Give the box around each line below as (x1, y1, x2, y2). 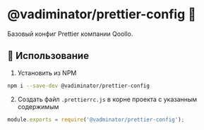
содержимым (17, 102, 59, 111)
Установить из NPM (17, 68, 77, 77)
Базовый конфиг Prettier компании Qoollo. (7, 30, 133, 38)
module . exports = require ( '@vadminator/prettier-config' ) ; (7, 116, 185, 123)
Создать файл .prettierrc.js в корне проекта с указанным (17, 95, 198, 103)
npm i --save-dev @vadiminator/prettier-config (7, 82, 150, 89)
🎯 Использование (7, 50, 90, 62)
